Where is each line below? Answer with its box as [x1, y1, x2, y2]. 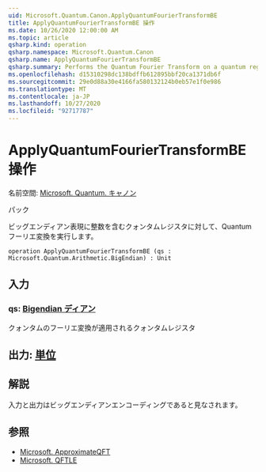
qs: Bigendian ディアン [8, 304, 97, 315]
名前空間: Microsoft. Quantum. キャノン [8, 187, 137, 198]
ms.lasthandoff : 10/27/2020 [8, 100, 101, 108]
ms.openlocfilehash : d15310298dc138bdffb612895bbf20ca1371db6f [8, 70, 222, 78]
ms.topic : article [8, 33, 69, 42]
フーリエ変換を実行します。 [8, 231, 98, 241]
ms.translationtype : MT [8, 85, 87, 93]
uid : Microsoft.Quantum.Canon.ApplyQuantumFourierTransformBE [8, 11, 218, 20]
